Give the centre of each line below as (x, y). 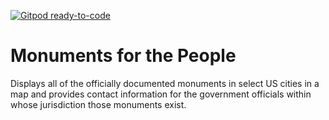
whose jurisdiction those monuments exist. (98, 104)
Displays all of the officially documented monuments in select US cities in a (165, 83)
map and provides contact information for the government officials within (161, 94)
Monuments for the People (123, 56)
